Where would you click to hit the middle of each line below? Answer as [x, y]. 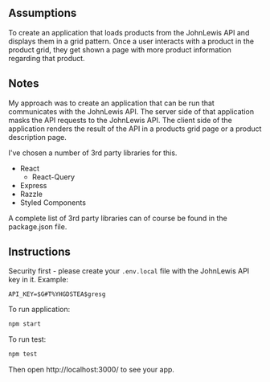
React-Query [53, 177]
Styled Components [53, 202]
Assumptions [43, 13]
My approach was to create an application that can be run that [111, 103]
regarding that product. [47, 58]
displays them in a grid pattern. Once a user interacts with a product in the [131, 41]
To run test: [27, 339]
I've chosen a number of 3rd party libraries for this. [93, 153]
